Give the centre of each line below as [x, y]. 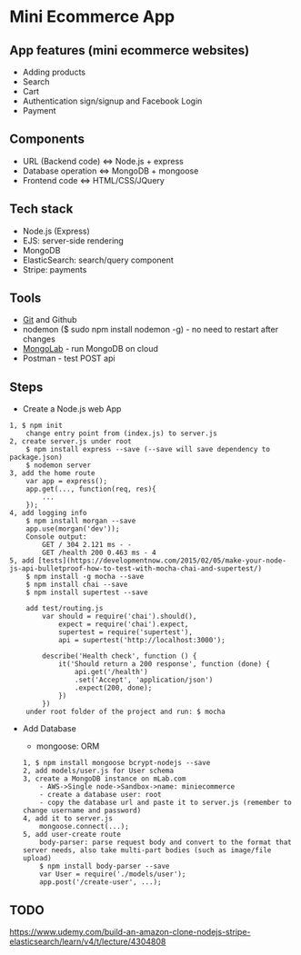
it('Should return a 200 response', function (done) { [164, 664]
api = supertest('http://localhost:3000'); [141, 641]
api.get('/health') [111, 672]
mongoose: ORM [68, 746]
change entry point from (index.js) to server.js [122, 433]
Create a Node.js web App [72, 409]
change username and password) [82, 811]
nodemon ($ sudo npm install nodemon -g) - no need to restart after [150, 330]
